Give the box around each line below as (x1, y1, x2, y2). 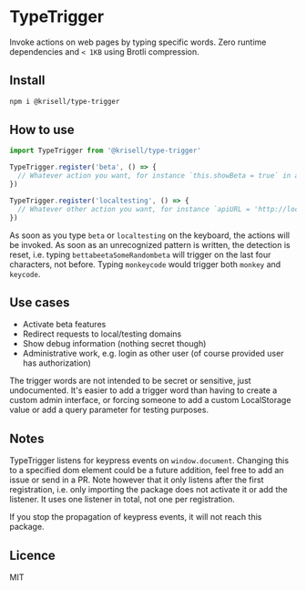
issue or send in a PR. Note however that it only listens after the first (9, 474, 264, 485)
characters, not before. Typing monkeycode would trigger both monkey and (9, 258, 281, 270)
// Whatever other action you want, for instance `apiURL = (17, 204, 250, 213)
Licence (9, 547, 56, 563)
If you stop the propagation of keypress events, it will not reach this (9, 512, 262, 523)
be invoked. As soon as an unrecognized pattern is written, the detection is (9, 239, 291, 250)
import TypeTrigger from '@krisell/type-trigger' (9, 146, 202, 156)
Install (9, 73, 46, 88)
